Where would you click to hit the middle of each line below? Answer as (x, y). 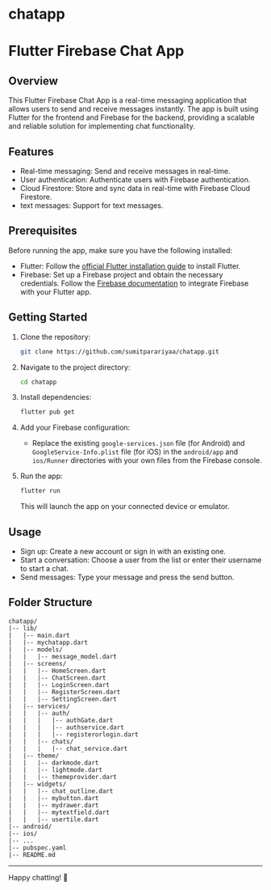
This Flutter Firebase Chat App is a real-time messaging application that (128, 100)
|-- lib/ (23, 628)
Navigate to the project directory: (75, 367)
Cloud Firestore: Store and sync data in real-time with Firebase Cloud (135, 188)
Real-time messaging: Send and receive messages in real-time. (125, 171)
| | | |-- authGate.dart (61, 720)
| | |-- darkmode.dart (54, 763)
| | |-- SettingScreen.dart (63, 699)
